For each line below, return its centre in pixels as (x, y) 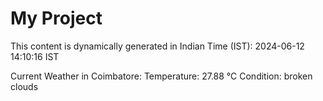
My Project (56, 18)
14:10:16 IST (35, 56)
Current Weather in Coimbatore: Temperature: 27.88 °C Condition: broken (161, 76)
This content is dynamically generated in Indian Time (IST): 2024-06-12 (157, 46)
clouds (24, 86)
